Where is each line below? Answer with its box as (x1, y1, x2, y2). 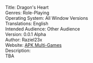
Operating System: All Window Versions (5, 15, 88, 21)
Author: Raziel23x (5, 37, 42, 43)
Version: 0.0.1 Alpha (5, 31, 46, 37)
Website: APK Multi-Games (5, 42, 62, 48)
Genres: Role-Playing (5, 10, 50, 16)
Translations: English (5, 20, 49, 26)
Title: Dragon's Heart (5, 5, 49, 10)
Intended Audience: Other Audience (5, 26, 80, 32)
